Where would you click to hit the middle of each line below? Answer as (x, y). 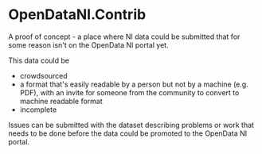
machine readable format (61, 101)
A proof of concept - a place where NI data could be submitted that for (124, 37)
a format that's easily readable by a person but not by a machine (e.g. (134, 84)
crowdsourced (43, 75)
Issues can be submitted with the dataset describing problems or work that (131, 125)
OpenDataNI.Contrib (77, 15)
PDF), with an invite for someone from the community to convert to (129, 92)
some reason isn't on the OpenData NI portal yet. (88, 44)
